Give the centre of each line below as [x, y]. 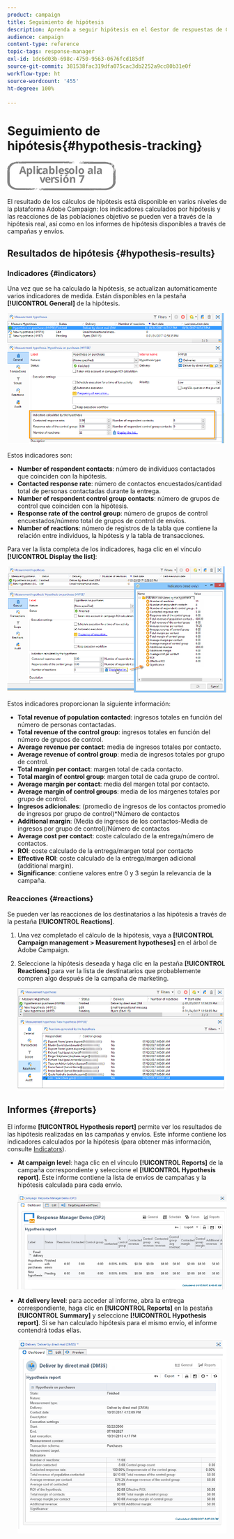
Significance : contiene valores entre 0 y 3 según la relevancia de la [115, 873]
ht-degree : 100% [31, 88]
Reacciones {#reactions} [50, 899]
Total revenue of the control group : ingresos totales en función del [114, 732]
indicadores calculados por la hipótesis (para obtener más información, [109, 1142]
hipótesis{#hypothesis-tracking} [105, 146]
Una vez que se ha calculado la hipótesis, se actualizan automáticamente [112, 288]
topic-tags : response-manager [51, 52]
